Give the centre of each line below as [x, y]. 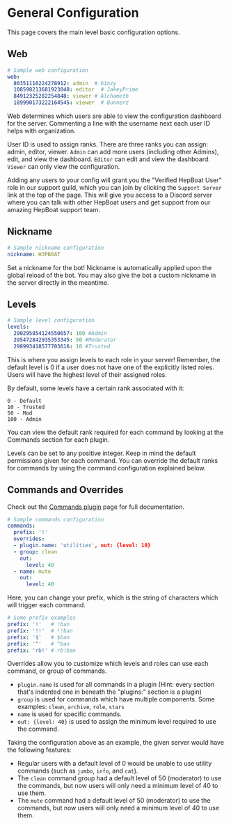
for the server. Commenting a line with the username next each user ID [109, 123]
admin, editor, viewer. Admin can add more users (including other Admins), [113, 152]
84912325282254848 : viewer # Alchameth [71, 96]
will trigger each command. [46, 605]
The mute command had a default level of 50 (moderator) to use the [114, 801]
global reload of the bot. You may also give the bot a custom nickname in [112, 275]
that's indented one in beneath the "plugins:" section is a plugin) [109, 692]
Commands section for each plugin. [58, 439]
